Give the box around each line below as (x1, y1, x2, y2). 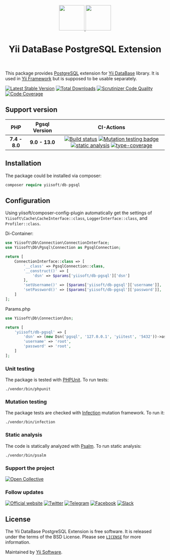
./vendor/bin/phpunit (5, 386, 51, 392)
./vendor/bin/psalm (5, 452, 47, 458)
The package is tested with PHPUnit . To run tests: (5, 377, 109, 383)
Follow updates (5, 488, 44, 496)
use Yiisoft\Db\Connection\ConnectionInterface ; (5, 240, 110, 246)
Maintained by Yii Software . (5, 549, 63, 555)
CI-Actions (98, 123, 125, 130)
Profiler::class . (5, 221, 41, 227)
